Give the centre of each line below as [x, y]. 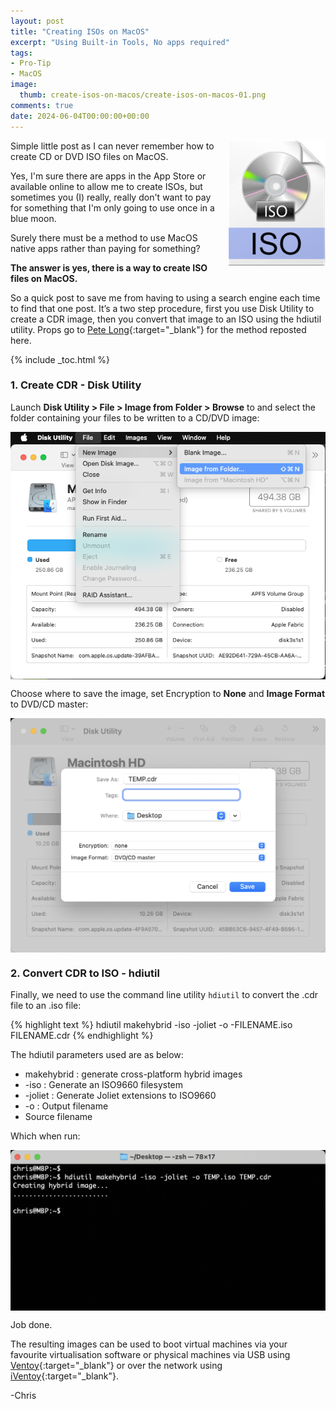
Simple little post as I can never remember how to [112, 146]
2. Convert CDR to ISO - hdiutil [85, 973]
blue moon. [33, 218]
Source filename [58, 1117]
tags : [21, 53]
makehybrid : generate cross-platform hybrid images [133, 1074]
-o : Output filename [66, 1106]
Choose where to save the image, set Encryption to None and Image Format [168, 693]
